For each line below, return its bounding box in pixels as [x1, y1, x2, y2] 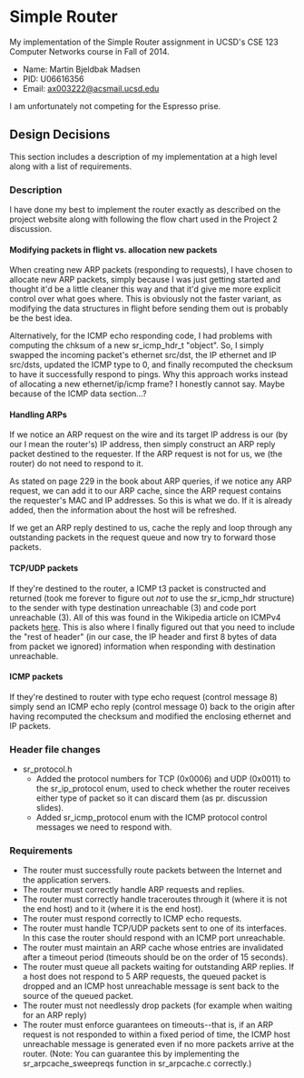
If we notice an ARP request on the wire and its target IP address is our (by [9, 429, 289, 440]
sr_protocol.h [22, 764, 73, 774]
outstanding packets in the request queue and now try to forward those [9, 532, 277, 543]
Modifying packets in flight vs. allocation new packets [9, 244, 218, 255]
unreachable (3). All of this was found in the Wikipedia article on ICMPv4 [9, 612, 281, 623]
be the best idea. [9, 313, 73, 324]
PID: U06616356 [22, 73, 84, 84]
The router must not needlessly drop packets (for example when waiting [22, 1000, 293, 1011]
